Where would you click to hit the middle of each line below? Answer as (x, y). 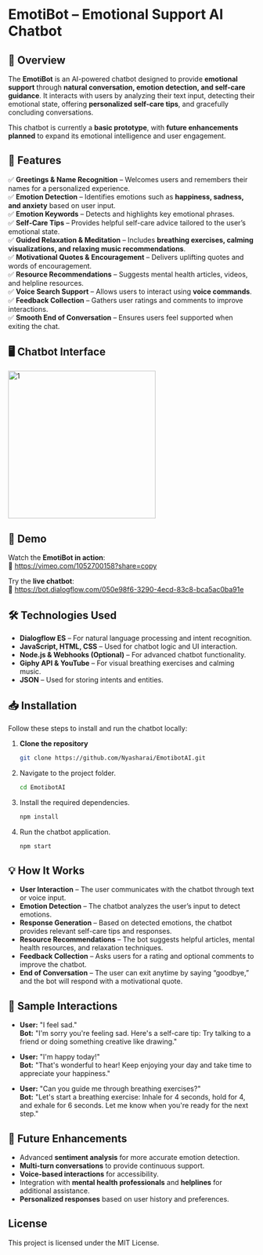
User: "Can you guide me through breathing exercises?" (110, 1089)
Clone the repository (54, 744)
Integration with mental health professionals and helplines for (121, 1182)
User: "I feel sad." (48, 1025)
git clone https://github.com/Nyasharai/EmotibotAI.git (112, 758)
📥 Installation (43, 706)
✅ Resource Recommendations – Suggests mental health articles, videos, (128, 274)
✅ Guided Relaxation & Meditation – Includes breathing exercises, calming (131, 240)
